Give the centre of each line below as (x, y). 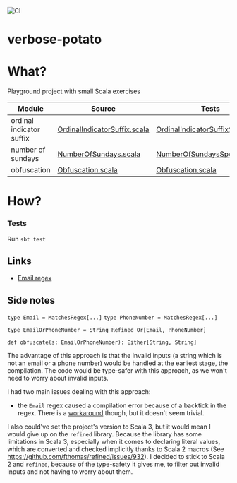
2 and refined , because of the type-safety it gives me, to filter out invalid (114, 464)
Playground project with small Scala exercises (74, 91)
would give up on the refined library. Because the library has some (105, 434)
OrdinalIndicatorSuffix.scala (103, 129)
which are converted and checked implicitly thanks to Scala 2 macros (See (116, 449)
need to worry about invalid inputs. (58, 378)
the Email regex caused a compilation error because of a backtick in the (122, 405)
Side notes (31, 300)
